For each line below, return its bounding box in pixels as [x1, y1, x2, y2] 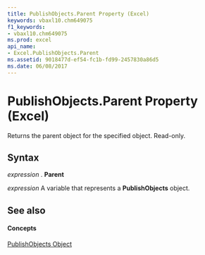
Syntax [7, 151, 39, 163]
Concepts [7, 224, 37, 232]
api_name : [7, 43, 37, 50]
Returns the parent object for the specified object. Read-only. [7, 131, 186, 139]
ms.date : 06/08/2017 [7, 63, 68, 70]
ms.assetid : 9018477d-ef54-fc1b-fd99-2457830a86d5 [7, 56, 159, 63]
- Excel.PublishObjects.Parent [7, 50, 99, 57]
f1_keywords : [7, 23, 46, 30]
